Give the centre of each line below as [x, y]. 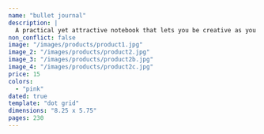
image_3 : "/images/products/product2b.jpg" [81, 60]
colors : [21, 81]
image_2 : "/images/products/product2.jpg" [79, 52]
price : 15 [25, 74]
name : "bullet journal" [47, 15]
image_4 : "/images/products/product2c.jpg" [81, 67]
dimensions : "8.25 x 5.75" [53, 111]
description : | [33, 23]
